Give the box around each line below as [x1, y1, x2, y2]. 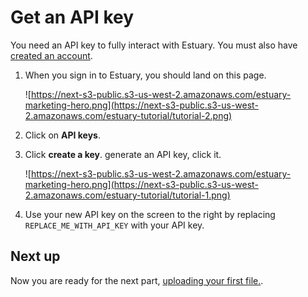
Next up [10, 248, 61, 265]
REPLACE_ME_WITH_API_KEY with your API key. [24, 219, 205, 231]
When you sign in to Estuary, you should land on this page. [24, 69, 267, 81]
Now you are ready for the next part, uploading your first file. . [10, 274, 264, 286]
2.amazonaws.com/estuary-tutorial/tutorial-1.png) [24, 189, 231, 201]
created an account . [10, 49, 93, 61]
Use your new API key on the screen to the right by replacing [24, 208, 276, 220]
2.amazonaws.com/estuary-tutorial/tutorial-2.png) [24, 109, 233, 121]
